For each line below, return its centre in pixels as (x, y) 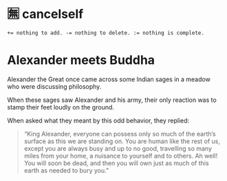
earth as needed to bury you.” (66, 170)
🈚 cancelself (45, 14)
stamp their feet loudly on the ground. (61, 107)
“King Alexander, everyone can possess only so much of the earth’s (120, 134)
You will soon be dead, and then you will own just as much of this (116, 163)
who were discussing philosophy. (54, 86)
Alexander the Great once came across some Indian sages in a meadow (109, 79)
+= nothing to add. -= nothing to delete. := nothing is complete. (106, 33)
